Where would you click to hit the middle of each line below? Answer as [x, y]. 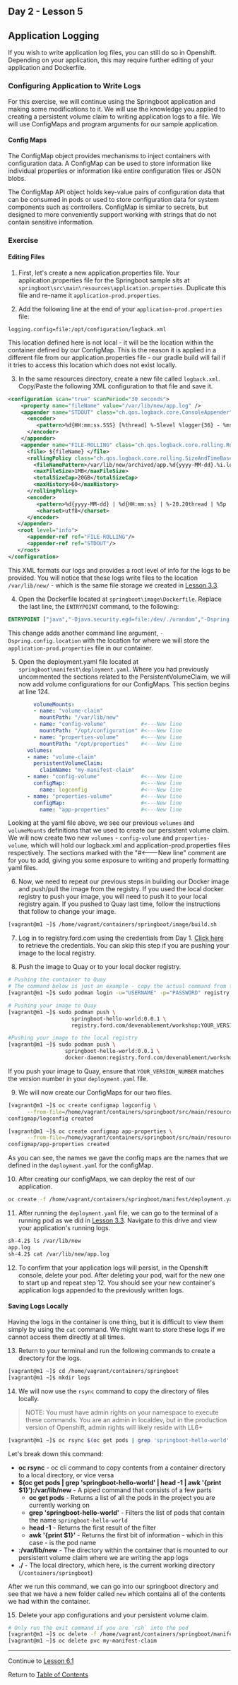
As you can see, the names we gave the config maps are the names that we [118, 1158]
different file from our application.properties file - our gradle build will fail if [117, 357]
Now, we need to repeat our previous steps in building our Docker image [124, 881]
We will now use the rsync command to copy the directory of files [113, 1391]
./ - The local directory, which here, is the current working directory [117, 1565]
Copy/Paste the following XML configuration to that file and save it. [115, 386]
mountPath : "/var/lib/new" [79, 718]
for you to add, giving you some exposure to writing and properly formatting [119, 860]
